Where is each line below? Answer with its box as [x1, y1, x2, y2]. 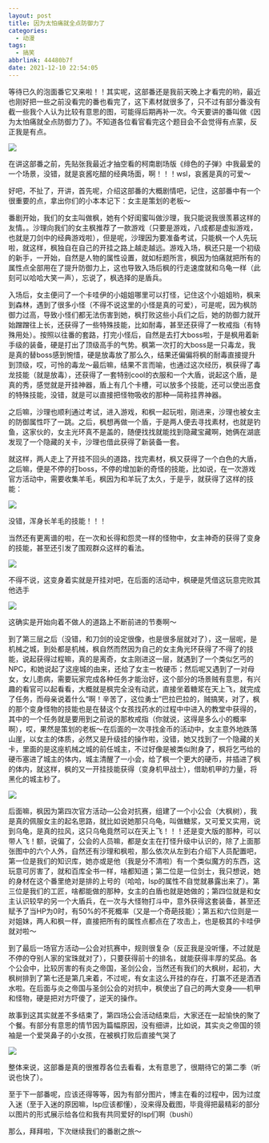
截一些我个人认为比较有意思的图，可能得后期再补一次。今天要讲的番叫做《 [8, 106, 254, 116]
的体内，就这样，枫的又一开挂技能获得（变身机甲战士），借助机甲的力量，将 [8, 764, 258, 773]
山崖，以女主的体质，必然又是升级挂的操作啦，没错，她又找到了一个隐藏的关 [8, 734, 261, 744]
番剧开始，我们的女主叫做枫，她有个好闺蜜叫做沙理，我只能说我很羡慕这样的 [8, 213, 261, 223]
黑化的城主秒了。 [8, 774, 65, 784]
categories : [8, 26, 48, 34]
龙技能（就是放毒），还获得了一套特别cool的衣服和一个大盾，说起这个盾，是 [8, 370, 258, 379]
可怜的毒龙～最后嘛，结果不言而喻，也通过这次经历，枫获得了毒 [50, 359, 261, 369]
